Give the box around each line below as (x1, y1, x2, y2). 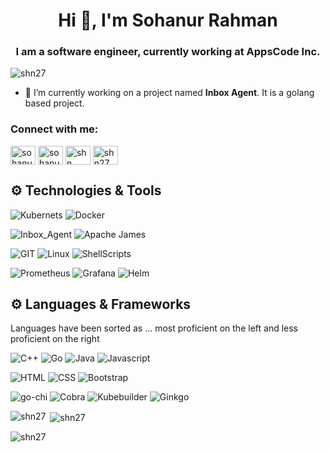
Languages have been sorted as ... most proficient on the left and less (10, 322, 298, 334)
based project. (24, 97, 85, 109)
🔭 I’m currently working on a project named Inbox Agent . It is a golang (24, 87, 315, 99)
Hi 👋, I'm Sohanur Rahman (58, 9, 278, 32)
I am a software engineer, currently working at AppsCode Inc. (15, 45, 321, 59)
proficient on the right (10, 333, 100, 345)
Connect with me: (10, 122, 99, 136)
